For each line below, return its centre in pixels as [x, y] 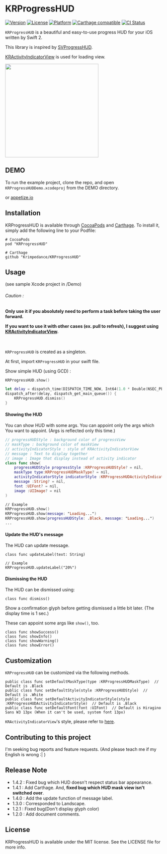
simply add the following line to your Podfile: [50, 230]
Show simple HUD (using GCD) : [38, 371]
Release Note [26, 770]
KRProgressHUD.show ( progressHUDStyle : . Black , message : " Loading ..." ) [80, 519]
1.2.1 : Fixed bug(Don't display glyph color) [56, 809]
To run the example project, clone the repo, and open [60, 182]
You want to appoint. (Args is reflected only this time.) [60, 431]
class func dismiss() [28, 599]
